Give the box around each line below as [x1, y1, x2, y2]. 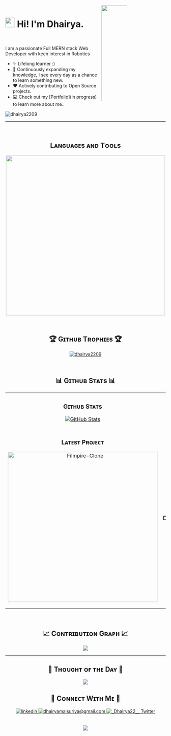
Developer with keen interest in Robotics [5, 51, 90, 57]
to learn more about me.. [12, 101, 65, 107]
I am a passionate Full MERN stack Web [5, 45, 89, 51]
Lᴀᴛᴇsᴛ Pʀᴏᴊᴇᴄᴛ [61, 438, 104, 447]
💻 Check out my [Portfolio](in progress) [12, 94, 97, 100]
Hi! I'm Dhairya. [17, 18, 84, 30]
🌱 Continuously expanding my [12, 66, 76, 72]
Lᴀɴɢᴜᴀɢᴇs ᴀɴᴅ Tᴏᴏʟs [50, 141, 121, 150]
